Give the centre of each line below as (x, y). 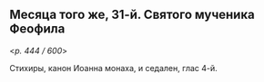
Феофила (37, 29)
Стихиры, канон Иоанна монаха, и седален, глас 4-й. (114, 68)
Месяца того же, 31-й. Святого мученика (132, 15)
